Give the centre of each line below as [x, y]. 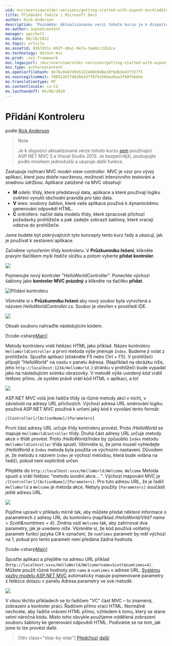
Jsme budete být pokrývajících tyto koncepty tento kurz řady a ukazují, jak [84, 235]
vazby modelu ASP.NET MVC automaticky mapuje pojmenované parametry [84, 576]
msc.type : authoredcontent [34, 67]
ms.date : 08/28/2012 [27, 39]
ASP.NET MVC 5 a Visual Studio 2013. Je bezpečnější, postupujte [87, 156]
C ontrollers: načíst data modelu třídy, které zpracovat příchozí [79, 214]
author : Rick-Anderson [29, 20]
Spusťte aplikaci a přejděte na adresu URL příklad [57, 559]
